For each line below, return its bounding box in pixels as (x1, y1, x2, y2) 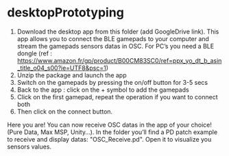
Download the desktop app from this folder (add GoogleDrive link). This (16, 27, 219, 36)
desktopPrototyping (7, 5, 125, 21)
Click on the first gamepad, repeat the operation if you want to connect (16, 92, 218, 101)
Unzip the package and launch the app (16, 70, 127, 79)
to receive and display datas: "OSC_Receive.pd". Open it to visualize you (7, 135, 212, 143)
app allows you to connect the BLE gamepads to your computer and (16, 34, 209, 42)
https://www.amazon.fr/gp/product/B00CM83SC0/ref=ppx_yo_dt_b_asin (16, 56, 222, 64)
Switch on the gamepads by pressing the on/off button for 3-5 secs (16, 78, 208, 86)
